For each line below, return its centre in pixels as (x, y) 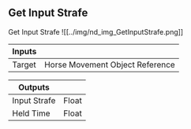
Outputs (34, 87)
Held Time (31, 113)
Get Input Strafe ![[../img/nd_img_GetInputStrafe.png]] (96, 31)
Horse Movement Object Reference (110, 64)
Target (24, 64)
